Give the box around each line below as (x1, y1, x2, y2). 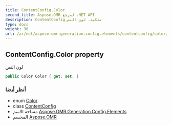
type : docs (5, 22, 29, 27)
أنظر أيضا (5, 86, 26, 93)
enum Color (12, 97, 38, 103)
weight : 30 (5, 27, 29, 32)
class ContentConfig (12, 103, 56, 109)
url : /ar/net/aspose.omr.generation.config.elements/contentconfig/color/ (5, 31, 168, 36)
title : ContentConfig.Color (5, 7, 66, 13)
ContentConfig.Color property (5, 50, 104, 59)
